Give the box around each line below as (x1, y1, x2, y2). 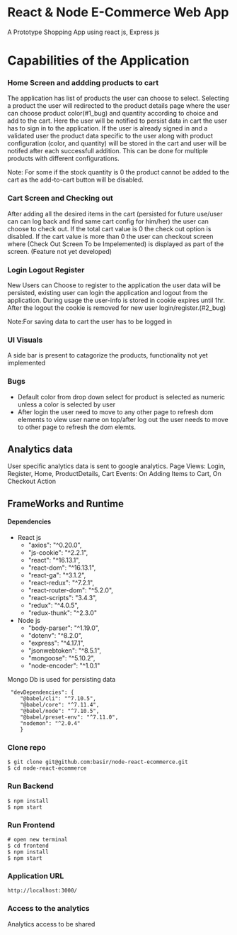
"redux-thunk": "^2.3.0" (28, 609, 98, 617)
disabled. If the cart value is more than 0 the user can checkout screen (7, 232, 214, 240)
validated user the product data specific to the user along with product (7, 132, 214, 140)
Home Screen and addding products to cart (7, 78, 159, 88)
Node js (17, 616, 41, 625)
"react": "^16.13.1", (28, 556, 81, 565)
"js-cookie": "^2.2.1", (28, 548, 88, 557)
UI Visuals (7, 335, 43, 345)
